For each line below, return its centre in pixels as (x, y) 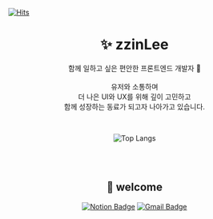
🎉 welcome (135, 187)
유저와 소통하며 (135, 86)
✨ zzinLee (135, 45)
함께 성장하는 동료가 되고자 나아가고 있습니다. (135, 106)
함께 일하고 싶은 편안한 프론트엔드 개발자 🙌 (135, 68)
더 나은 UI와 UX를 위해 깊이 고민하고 (135, 97)
